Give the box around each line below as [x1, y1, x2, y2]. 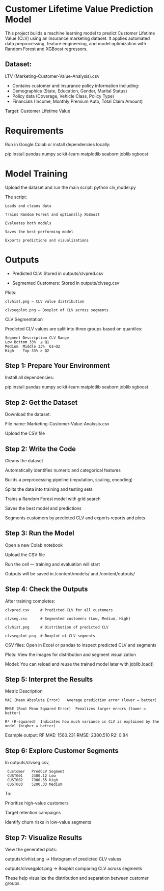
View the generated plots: [5, 847, 57, 853]
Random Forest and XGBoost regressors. [5, 46, 88, 52]
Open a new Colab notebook [5, 542, 63, 548]
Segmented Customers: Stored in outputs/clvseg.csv [12, 280, 119, 286]
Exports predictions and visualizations [5, 238, 89, 243]
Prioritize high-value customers [5, 800, 69, 806]
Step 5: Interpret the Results [5, 675, 93, 684]
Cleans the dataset [5, 458, 43, 463]
